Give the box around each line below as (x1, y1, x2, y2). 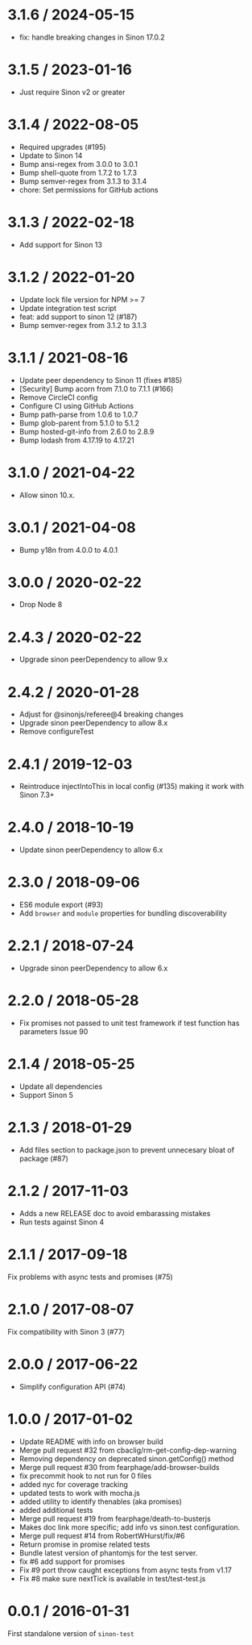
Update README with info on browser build (19, 1436, 164, 1446)
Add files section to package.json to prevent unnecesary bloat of (19, 1144, 235, 1154)
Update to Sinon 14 (19, 151, 83, 160)
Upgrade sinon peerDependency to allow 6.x (19, 963, 168, 973)
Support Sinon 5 (19, 1090, 74, 1099)
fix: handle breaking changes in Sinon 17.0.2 (19, 32, 166, 42)
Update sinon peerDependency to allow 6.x (19, 845, 163, 855)
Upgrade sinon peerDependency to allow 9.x (19, 654, 168, 664)
